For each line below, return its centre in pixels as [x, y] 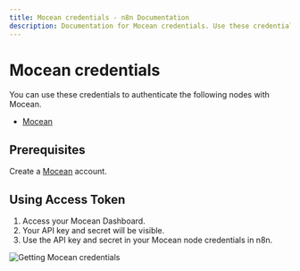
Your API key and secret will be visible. [93, 231]
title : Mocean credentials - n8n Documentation [100, 17]
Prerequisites [47, 150]
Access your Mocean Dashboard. [83, 221]
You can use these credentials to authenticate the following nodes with [140, 95]
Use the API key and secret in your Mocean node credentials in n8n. [147, 240]
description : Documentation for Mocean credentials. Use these [129, 26]
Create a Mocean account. [58, 172]
